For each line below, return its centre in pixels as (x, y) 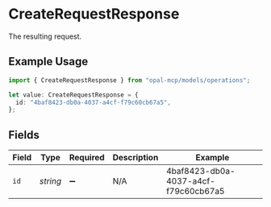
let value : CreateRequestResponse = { (73, 95)
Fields (24, 135)
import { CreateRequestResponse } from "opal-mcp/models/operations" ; (129, 80)
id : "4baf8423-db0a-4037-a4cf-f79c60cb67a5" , (94, 102)
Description (135, 158)
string (50, 181)
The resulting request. (45, 36)
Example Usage (48, 62)
